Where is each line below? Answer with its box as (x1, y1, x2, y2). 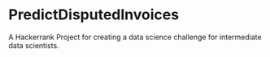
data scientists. (8, 40, 59, 50)
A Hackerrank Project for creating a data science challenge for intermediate (8, 32, 262, 42)
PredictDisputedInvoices (8, 6, 180, 24)
